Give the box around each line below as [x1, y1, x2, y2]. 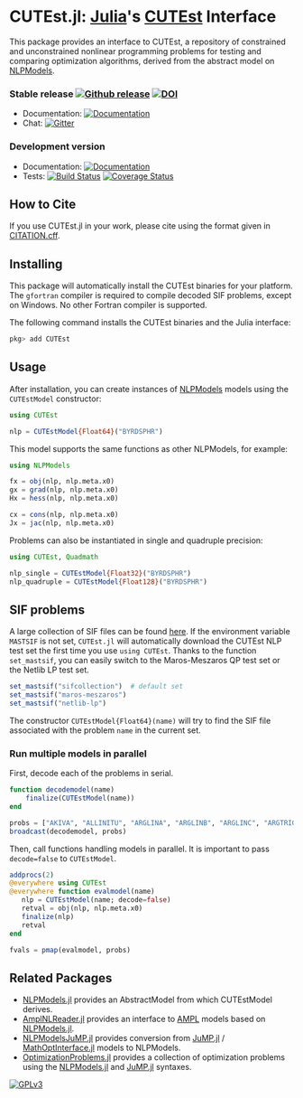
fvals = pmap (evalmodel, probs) [9, 945, 131, 954]
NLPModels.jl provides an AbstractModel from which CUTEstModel [22, 994, 273, 1005]
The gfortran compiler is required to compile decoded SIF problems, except [9, 290, 292, 301]
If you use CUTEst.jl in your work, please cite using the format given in [9, 221, 271, 231]
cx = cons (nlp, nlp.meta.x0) [9, 511, 119, 520]
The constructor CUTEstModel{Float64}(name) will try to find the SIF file [9, 715, 271, 726]
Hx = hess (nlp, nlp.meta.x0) [9, 494, 119, 503]
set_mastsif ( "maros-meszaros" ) [9, 690, 127, 699]
